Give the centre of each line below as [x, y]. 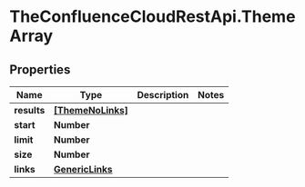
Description [163, 95]
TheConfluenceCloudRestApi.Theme [152, 17]
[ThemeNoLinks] [91, 110]
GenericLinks [83, 169]
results [30, 110]
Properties [40, 69]
